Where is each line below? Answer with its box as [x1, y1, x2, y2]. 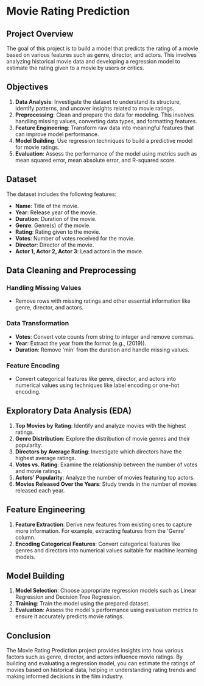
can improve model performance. [15, 130, 99, 138]
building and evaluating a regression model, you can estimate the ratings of [6, 660, 195, 667]
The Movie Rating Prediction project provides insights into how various [6, 647, 184, 654]
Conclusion [6, 630, 51, 641]
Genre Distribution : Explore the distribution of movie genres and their [15, 435, 191, 442]
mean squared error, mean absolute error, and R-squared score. [15, 156, 177, 164]
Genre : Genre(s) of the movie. [15, 222, 91, 229]
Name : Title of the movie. [15, 202, 79, 209]
